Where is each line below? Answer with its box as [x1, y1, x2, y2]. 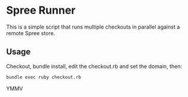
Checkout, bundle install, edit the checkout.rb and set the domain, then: [6, 62, 183, 70]
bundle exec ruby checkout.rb [6, 74, 82, 80]
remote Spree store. [6, 29, 56, 36]
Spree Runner [6, 4, 76, 17]
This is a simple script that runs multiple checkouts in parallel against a [6, 23, 180, 30]
